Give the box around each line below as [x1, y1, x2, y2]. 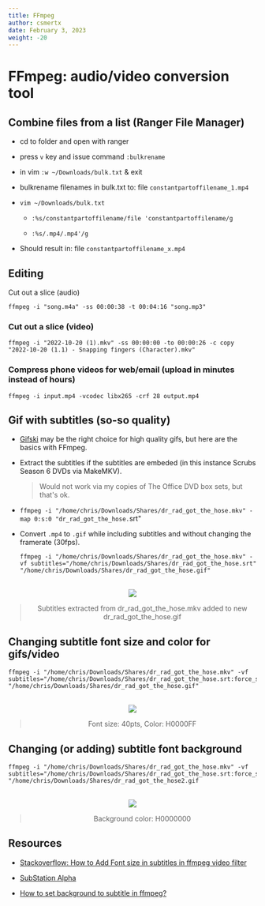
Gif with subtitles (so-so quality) [8, 414, 171, 427]
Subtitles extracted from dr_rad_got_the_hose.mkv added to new [37, 603, 248, 613]
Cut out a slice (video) [8, 321, 95, 332]
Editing [8, 266, 44, 280]
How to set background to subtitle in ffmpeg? [19, 888, 167, 897]
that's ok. [39, 491, 70, 500]
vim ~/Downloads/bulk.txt [19, 199, 105, 208]
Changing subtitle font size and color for [8, 635, 211, 648]
